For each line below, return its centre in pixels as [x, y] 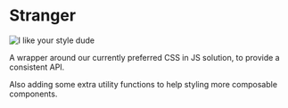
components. [33, 94]
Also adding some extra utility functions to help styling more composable [144, 84]
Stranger [43, 16]
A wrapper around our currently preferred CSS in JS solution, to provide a [144, 57]
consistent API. [37, 67]
